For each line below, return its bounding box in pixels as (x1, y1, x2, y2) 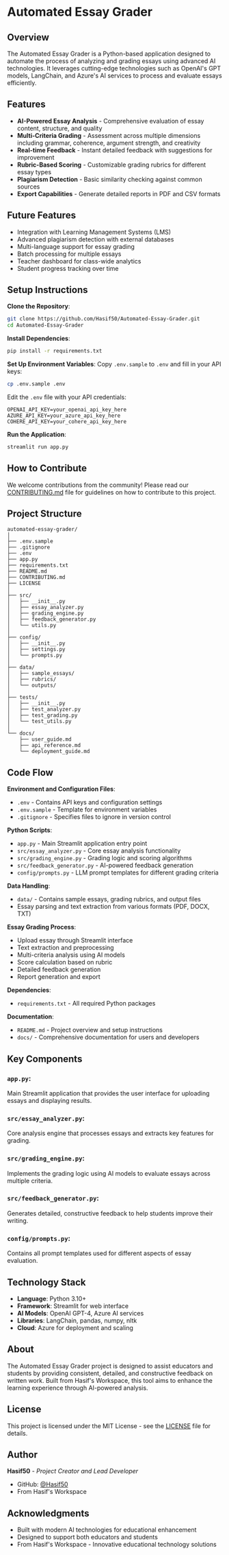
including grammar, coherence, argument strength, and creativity (16, 139, 201, 147)
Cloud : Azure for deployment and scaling (16, 1323, 133, 1331)
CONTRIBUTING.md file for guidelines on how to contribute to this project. (7, 488, 217, 496)
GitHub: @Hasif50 (16, 1480, 68, 1488)
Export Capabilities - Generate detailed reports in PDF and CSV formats (16, 189, 221, 198)
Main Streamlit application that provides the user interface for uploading (7, 1089, 210, 1097)
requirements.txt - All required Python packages (16, 999, 156, 1008)
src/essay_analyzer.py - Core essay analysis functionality (16, 846, 181, 855)
